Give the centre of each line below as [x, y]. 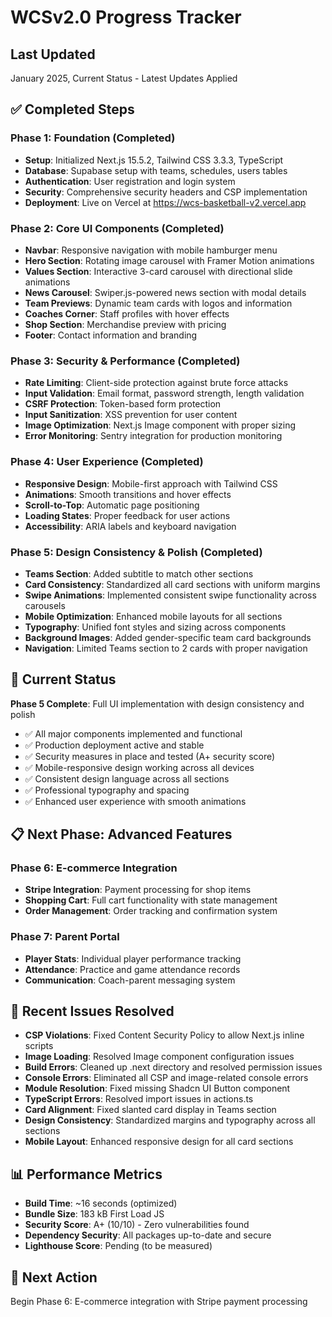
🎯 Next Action [54, 1277]
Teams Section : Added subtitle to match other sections [139, 573]
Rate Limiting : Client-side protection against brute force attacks [156, 383]
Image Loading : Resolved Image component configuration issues [159, 1057]
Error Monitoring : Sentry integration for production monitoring [153, 436]
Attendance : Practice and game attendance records [132, 969]
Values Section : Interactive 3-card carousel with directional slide [158, 271]
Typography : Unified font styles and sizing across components [155, 627]
